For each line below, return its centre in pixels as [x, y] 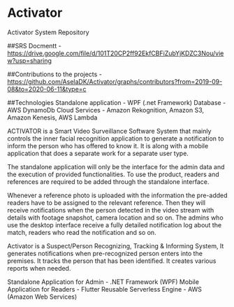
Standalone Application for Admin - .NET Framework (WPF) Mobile [103, 282]
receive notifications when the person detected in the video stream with [111, 210]
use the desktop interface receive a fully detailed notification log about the [115, 224]
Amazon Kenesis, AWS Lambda [52, 117]
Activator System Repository [48, 32]
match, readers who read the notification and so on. [82, 232]
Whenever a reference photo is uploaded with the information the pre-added [118, 195]
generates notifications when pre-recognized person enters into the [105, 253]
